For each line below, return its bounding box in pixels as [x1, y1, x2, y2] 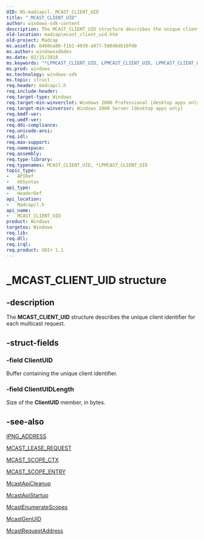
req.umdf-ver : [6, 116, 42, 123]
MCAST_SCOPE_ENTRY [6, 468, 66, 475]
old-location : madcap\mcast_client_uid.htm [6, 32, 118, 38]
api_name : [6, 207, 32, 213]
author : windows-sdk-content [6, 20, 80, 26]
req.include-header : [6, 88, 59, 94]
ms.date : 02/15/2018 [6, 54, 59, 60]
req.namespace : [6, 144, 45, 151]
